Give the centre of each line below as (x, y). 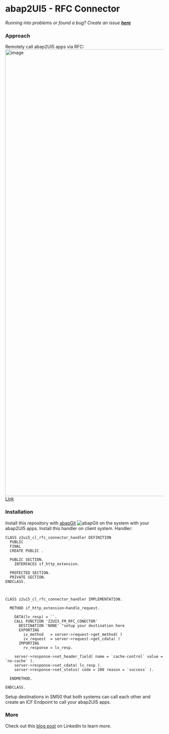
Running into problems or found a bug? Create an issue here (68, 23)
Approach (18, 36)
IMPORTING (29, 643)
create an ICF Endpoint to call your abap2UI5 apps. (58, 702)
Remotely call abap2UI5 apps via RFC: (45, 47)
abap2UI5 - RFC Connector (63, 9)
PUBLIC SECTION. (27, 559)
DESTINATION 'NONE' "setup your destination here (71, 626)
